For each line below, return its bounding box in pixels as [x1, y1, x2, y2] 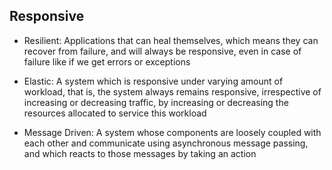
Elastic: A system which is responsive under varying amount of [23, 75, 284, 87]
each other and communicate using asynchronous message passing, [23, 137, 309, 149]
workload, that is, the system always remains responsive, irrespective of [23, 85, 322, 98]
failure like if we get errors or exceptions [23, 55, 191, 68]
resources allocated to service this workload [23, 107, 207, 119]
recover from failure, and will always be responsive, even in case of [23, 45, 302, 57]
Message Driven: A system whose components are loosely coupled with [23, 126, 322, 138]
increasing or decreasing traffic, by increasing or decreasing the [23, 96, 289, 108]
